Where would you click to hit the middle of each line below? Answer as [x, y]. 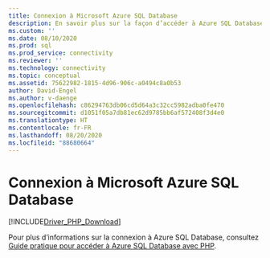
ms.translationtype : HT [48, 121]
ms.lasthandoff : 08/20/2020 [55, 135]
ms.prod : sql [30, 46]
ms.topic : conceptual [45, 76]
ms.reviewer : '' [35, 61]
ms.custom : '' [32, 31]
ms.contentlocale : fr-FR [50, 128]
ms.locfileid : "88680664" [51, 143]
